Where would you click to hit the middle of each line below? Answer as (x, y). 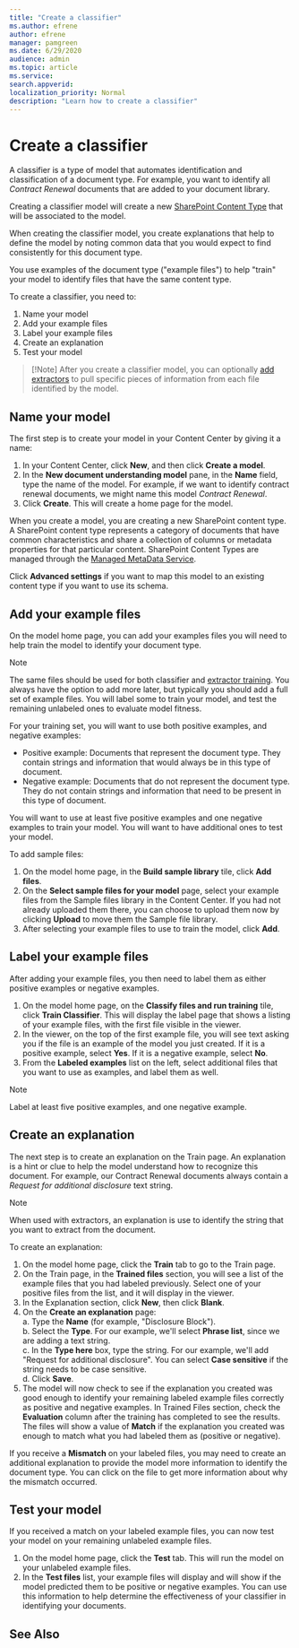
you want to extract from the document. (83, 1229)
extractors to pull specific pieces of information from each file (145, 379)
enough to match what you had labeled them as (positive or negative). (151, 1435)
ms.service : (31, 76)
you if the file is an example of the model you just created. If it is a (144, 1043)
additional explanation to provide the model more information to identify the (149, 1462)
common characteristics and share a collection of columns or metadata (141, 540)
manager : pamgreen (43, 43)
